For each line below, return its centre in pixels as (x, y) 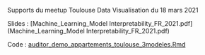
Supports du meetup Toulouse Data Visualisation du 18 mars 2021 (103, 10)
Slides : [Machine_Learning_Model (58, 23)
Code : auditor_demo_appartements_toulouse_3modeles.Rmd (96, 44)
